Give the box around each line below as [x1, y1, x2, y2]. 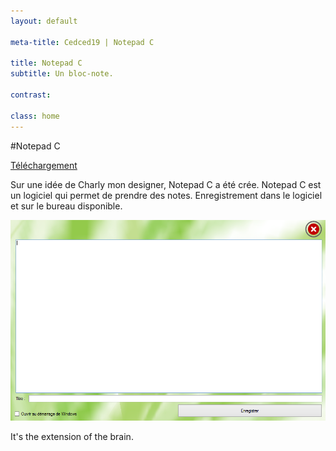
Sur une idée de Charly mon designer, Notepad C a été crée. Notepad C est [10, 178, 322, 190]
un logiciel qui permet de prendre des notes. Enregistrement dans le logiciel [10, 189, 323, 201]
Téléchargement [10, 159, 78, 171]
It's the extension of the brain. [10, 431, 134, 443]
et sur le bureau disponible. [10, 200, 123, 212]
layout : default [10, 16, 78, 26]
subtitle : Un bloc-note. [10, 69, 114, 79]
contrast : [10, 90, 52, 100]
